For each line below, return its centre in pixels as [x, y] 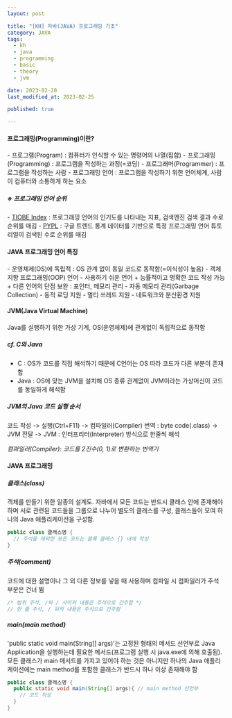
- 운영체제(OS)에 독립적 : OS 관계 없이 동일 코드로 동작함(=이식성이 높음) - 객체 [114, 269]
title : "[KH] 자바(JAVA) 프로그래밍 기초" [63, 26]
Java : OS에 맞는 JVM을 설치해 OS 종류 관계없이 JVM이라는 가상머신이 [114, 381]
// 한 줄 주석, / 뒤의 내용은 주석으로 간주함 [64, 609]
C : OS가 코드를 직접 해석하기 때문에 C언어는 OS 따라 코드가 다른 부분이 [114, 363]
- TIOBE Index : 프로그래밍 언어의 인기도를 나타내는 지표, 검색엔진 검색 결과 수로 [115, 217]
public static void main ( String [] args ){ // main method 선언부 [106, 689]
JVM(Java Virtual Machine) [48, 311]
